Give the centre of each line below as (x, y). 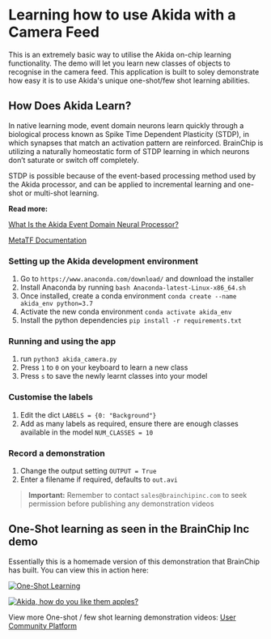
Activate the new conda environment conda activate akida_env (126, 312)
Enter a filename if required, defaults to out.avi (99, 479)
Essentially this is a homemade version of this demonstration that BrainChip (134, 561)
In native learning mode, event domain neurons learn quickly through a (126, 125)
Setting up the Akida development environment (103, 261)
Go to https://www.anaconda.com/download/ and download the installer (137, 279)
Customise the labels (51, 397)
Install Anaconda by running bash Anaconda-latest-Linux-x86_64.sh (133, 287)
